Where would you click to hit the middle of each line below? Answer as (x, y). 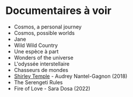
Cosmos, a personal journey (48, 27)
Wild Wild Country (36, 45)
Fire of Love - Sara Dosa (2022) (52, 88)
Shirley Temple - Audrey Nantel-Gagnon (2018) (71, 76)
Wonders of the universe (43, 58)
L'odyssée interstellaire (42, 64)
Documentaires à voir (59, 11)
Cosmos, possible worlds (44, 33)
